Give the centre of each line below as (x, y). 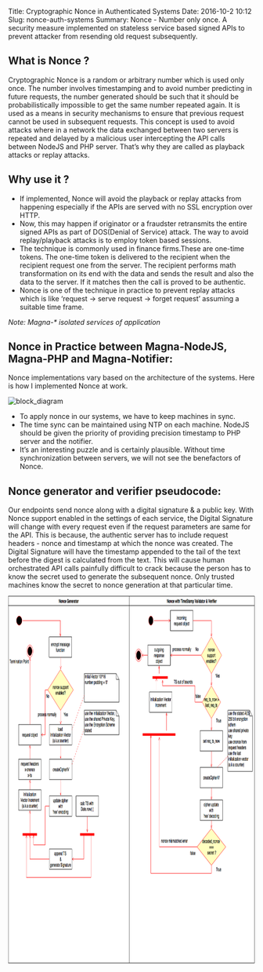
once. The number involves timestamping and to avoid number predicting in (130, 88)
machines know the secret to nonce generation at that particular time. (121, 585)
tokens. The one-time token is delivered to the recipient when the (125, 257)
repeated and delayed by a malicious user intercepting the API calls (117, 138)
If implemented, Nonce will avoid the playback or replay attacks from (130, 198)
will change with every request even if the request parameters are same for (130, 527)
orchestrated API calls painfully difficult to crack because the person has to (130, 569)
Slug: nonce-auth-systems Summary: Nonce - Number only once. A (118, 20)
